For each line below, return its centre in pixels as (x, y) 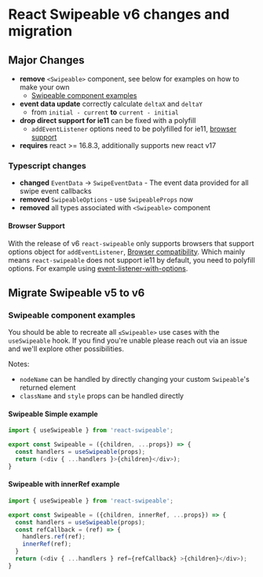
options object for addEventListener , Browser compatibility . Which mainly (127, 252)
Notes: (19, 364)
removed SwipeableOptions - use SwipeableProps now (106, 200)
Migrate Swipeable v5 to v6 (77, 293)
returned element (47, 388)
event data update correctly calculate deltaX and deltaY (111, 104)
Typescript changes (47, 165)
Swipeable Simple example (53, 414)
